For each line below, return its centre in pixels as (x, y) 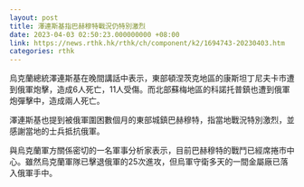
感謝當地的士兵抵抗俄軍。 (57, 131)
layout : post (34, 18)
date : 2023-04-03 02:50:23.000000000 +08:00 (95, 34)
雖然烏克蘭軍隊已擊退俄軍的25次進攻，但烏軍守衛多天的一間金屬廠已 (152, 162)
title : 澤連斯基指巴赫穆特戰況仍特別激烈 (78, 26)
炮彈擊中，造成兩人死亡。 (57, 101)
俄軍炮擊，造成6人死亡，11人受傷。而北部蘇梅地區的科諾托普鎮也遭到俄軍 (154, 89)
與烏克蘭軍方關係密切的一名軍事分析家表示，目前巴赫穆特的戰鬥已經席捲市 (148, 151)
